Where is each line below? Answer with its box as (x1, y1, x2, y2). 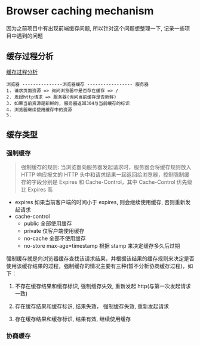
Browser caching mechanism (6, 4, 154, 18)
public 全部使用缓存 (23, 220, 72, 227)
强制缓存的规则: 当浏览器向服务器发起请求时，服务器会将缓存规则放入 (20, 164, 192, 171)
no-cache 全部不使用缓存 (23, 235, 87, 242)
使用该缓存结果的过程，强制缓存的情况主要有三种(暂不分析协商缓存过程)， (6, 263, 188, 270)
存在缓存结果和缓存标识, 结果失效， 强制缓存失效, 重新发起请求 (14, 303, 169, 310)
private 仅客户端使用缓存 (23, 227, 85, 235)
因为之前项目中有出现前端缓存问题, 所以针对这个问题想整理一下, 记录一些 (6, 24, 185, 32)
